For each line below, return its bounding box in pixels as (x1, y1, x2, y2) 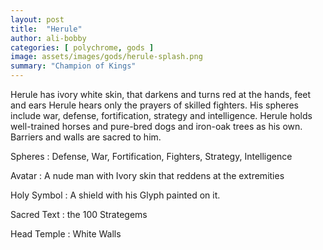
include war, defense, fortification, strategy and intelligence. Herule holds (10, 110, 313, 121)
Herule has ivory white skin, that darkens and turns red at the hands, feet (10, 89, 312, 100)
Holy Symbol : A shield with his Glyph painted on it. (10, 189, 221, 201)
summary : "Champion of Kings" (10, 61, 137, 71)
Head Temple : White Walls (10, 228, 122, 240)
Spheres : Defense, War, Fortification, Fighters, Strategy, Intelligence (10, 151, 293, 162)
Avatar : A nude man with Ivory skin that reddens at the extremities (10, 170, 285, 181)
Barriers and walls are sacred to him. (10, 131, 162, 143)
